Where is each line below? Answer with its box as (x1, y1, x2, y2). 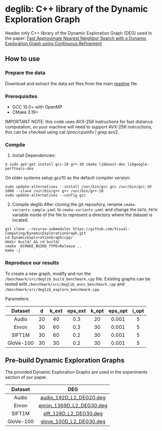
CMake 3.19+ (12, 109, 39, 115)
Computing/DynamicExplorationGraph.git (5, 231, 86, 236)
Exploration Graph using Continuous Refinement (5, 40, 102, 46)
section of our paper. (5, 374, 47, 380)
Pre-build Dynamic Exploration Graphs (5, 356, 124, 364)
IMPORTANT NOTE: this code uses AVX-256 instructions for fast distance (5, 119, 153, 125)
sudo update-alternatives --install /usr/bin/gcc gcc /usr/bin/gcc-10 (5, 184, 152, 189)
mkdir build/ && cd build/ (5, 239, 60, 245)
